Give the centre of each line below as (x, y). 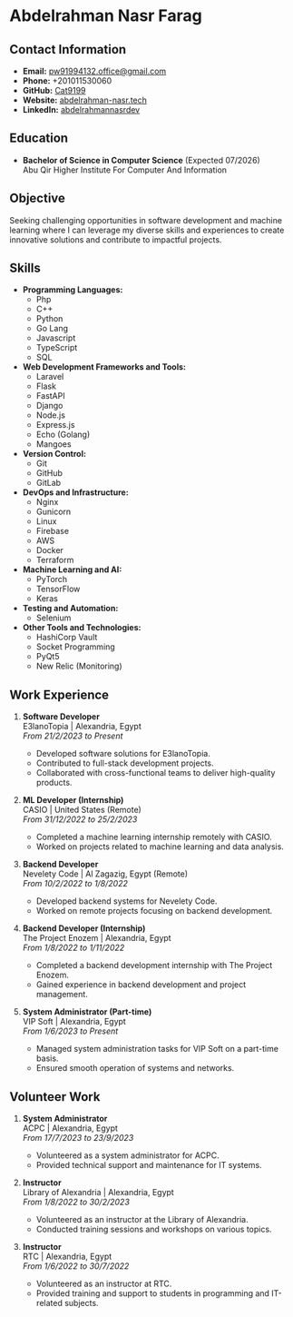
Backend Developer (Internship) (84, 928)
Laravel (50, 377)
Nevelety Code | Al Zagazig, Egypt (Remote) (105, 874)
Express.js (55, 425)
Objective (38, 198)
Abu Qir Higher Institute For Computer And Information (125, 170)
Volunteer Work (55, 1097)
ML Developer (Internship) (73, 800)
